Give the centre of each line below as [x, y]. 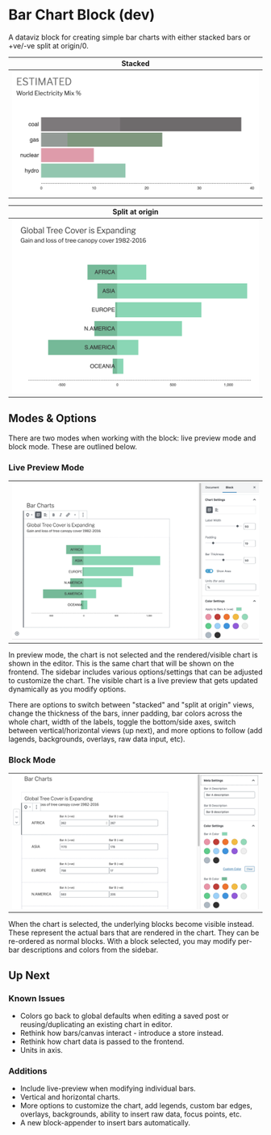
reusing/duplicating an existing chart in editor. [96, 1024]
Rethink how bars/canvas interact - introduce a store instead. [122, 1033]
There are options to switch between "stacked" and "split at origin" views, [131, 704]
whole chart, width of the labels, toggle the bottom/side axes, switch [122, 722]
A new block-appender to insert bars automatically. [105, 1123]
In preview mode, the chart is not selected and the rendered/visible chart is [133, 654]
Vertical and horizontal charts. [70, 1097]
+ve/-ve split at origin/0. [48, 45]
